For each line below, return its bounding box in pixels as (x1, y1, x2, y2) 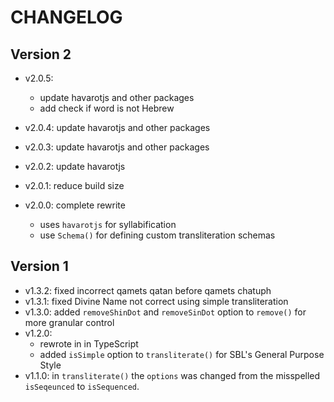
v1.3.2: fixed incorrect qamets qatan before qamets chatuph (24, 284, 272, 296)
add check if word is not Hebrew (39, 102, 175, 114)
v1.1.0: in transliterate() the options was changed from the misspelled (24, 369, 321, 381)
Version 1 (10, 258, 69, 275)
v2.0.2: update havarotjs (24, 161, 126, 172)
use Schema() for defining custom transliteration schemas (39, 229, 276, 241)
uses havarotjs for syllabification (39, 219, 177, 230)
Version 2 (10, 46, 72, 63)
